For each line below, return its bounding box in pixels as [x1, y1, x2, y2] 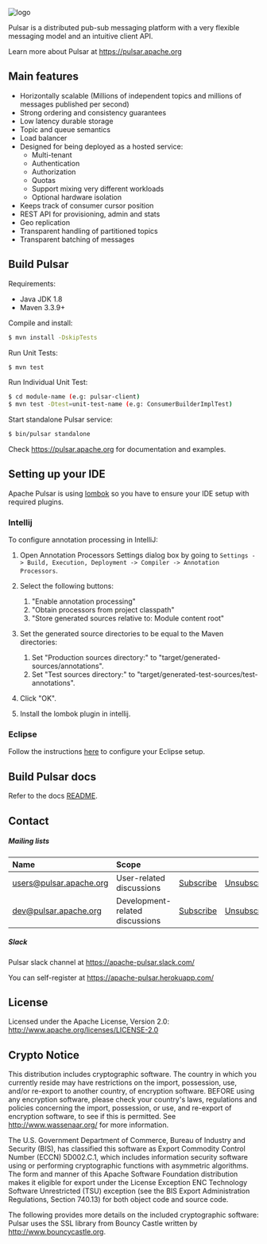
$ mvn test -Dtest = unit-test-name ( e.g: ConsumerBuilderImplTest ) [8, 400, 233, 409]
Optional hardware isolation [31, 192, 122, 202]
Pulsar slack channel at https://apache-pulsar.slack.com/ [8, 957, 195, 966]
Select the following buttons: [19, 581, 114, 591]
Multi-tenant [31, 150, 73, 159]
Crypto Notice [8, 1048, 79, 1062]
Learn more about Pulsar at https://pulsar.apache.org [8, 47, 183, 56]
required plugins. [8, 497, 64, 507]
